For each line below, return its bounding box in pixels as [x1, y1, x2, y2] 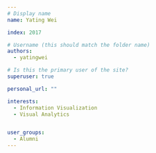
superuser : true [7, 73, 54, 80]
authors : [7, 48, 33, 55]
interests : [7, 98, 39, 105]
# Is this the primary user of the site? [7, 67, 129, 74]
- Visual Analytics [13, 111, 70, 118]
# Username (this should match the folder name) [7, 41, 150, 48]
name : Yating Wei [7, 17, 58, 23]
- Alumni [13, 136, 39, 143]
